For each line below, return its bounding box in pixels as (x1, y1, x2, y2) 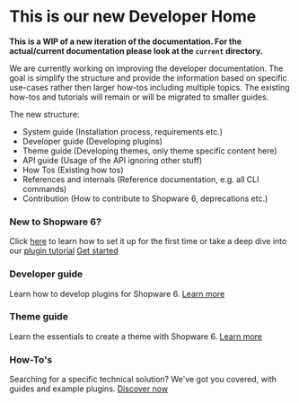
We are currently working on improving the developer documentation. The (9, 63, 284, 74)
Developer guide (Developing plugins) (22, 136, 163, 146)
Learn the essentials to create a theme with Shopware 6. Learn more (9, 330, 263, 342)
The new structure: (9, 109, 80, 119)
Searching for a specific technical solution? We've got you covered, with (9, 374, 277, 385)
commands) (22, 183, 67, 194)
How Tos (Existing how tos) (22, 164, 124, 175)
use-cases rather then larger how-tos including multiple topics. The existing (9, 82, 290, 92)
